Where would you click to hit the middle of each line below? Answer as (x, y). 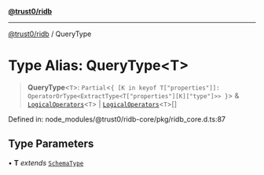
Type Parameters (51, 144)
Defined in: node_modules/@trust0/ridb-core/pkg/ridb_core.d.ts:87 (117, 119)
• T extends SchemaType (46, 162)
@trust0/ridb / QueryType (50, 34)
